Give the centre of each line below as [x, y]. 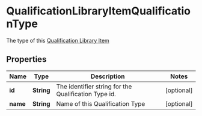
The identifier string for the [94, 87]
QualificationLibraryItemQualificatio [99, 11]
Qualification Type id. [86, 94]
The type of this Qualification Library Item [58, 40]
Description [108, 76]
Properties [26, 59]
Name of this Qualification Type [101, 103]
